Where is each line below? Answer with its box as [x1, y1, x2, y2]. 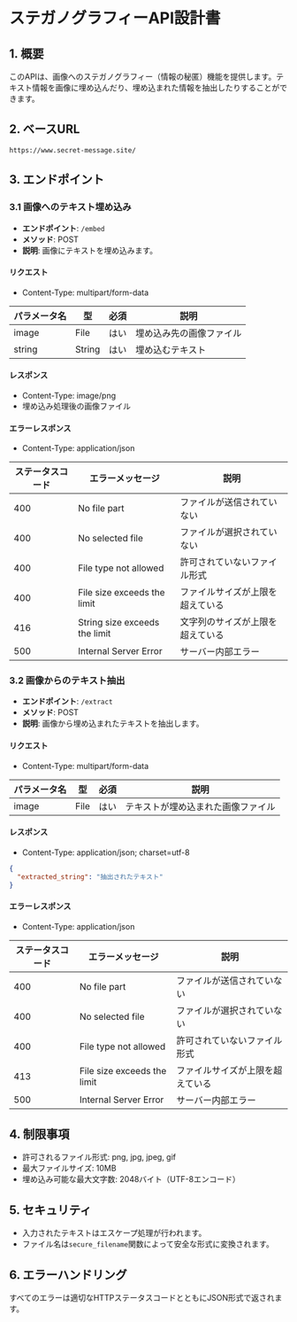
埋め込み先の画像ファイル [135, 327, 242, 339]
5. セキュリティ [9, 1202, 92, 1217]
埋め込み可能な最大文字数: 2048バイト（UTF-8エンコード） [21, 1174, 240, 1185]
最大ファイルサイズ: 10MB [21, 1163, 117, 1174]
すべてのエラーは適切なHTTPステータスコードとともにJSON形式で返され [9, 1293, 276, 1303]
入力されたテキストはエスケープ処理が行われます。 [21, 1228, 207, 1239]
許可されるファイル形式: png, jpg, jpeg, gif [21, 1152, 177, 1163]
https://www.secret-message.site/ [9, 145, 137, 155]
